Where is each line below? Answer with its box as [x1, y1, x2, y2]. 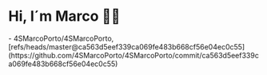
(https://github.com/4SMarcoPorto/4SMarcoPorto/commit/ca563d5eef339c [8, 50, 260, 60]
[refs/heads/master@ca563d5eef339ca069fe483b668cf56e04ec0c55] [8, 41, 245, 51]
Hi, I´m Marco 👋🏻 [8, 7, 121, 26]
